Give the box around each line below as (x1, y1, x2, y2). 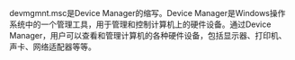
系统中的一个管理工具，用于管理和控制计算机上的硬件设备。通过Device (9, 19, 272, 30)
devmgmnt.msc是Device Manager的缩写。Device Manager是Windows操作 (9, 8, 286, 18)
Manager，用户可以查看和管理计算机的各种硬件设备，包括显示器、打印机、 (9, 30, 287, 40)
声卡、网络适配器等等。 (9, 41, 96, 52)
